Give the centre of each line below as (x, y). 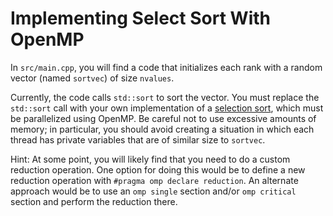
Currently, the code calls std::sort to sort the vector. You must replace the (165, 97)
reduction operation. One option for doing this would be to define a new (158, 169)
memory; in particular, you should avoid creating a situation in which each (162, 129)
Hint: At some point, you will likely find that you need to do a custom (150, 159)
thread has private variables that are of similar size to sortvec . (138, 139)
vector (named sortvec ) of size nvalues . (92, 78)
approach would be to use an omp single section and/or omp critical (153, 191)
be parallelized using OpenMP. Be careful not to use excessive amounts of (163, 118)
